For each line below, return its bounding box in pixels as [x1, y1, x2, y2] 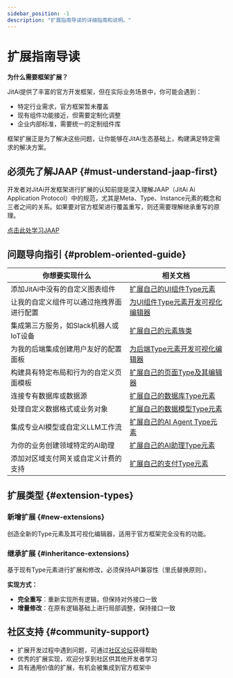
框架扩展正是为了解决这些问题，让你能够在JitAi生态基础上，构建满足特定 [7, 135, 215, 143]
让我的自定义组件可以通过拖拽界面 [10, 297, 123, 307]
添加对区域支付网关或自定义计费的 [10, 454, 123, 463]
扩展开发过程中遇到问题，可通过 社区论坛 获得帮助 [17, 645, 157, 654]
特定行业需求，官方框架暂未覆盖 [17, 102, 109, 111]
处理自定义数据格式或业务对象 [10, 404, 109, 414]
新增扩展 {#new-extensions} [7, 512, 105, 522]
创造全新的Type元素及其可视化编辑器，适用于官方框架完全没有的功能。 [7, 529, 210, 538]
